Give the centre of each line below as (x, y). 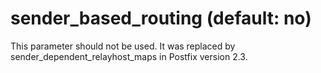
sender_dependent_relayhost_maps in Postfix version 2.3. (129, 56)
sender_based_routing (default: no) (161, 18)
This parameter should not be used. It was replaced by (123, 46)
